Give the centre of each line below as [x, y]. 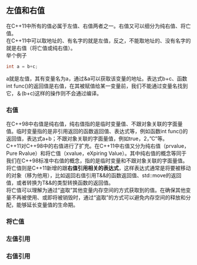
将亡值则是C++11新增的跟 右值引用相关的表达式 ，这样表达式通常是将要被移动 [98, 168]
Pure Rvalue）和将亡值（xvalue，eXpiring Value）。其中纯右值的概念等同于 [96, 153]
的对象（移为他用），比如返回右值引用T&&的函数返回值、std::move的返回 [94, 175]
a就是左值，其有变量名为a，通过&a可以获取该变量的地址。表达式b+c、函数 [97, 78]
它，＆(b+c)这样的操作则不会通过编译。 [54, 93]
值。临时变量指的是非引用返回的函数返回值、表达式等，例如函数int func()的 [97, 131]
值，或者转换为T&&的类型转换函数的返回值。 [60, 183]
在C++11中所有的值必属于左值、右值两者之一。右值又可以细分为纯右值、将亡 [98, 26]
